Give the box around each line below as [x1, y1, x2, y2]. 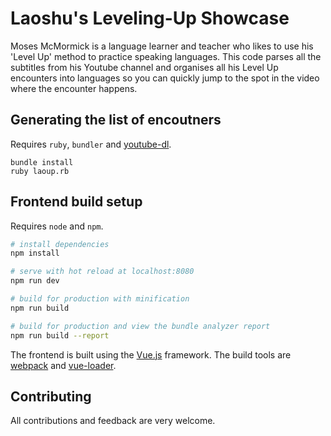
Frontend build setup [10, 193, 143, 211]
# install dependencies [10, 239, 110, 249]
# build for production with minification [10, 294, 190, 304]
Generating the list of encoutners [10, 112, 222, 129]
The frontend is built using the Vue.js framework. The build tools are [10, 348, 292, 361]
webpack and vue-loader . [10, 359, 117, 371]
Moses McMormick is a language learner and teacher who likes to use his [10, 40, 314, 52]
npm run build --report [10, 330, 110, 341]
